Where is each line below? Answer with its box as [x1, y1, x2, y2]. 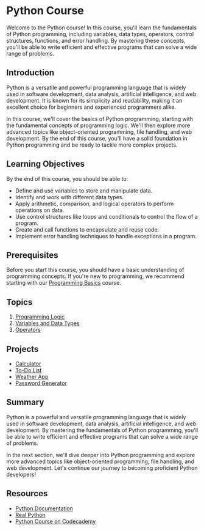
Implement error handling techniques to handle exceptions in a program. [15, 232, 197, 240]
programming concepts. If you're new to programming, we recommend [6, 273, 185, 280]
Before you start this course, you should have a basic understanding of [6, 266, 185, 274]
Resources [6, 488, 48, 499]
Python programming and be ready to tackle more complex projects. [6, 141, 178, 148]
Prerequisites [6, 250, 58, 260]
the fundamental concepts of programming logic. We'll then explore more [6, 122, 191, 129]
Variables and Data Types [15, 320, 80, 327]
